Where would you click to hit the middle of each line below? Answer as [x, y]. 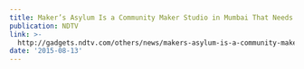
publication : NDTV [44, 26]
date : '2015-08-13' [46, 51]
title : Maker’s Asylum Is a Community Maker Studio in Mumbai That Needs [152, 17]
